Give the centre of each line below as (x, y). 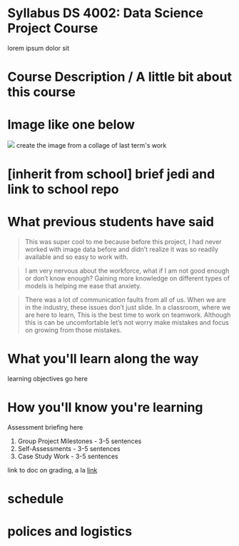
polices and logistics (70, 531)
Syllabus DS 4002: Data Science (106, 13)
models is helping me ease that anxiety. (83, 286)
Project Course (53, 28)
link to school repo (63, 189)
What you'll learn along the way (103, 359)
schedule (36, 499)
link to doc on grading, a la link (52, 470)
